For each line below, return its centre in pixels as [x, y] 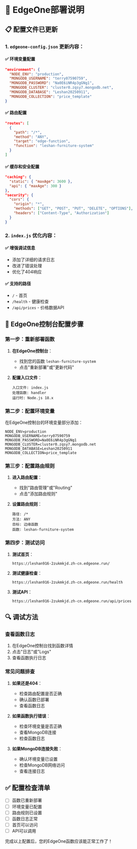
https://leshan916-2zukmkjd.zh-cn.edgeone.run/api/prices [72, 601]
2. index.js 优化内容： [31, 235]
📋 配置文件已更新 [31, 29]
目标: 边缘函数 [25, 524]
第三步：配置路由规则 [30, 466]
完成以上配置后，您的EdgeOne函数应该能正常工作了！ [59, 841]
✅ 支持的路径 [18, 284]
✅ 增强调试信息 [20, 248]
